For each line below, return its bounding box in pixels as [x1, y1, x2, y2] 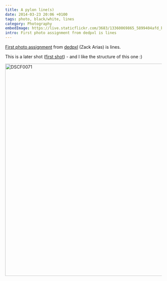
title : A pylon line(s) [5, 7, 55, 12]
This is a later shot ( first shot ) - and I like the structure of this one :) [5, 54, 143, 60]
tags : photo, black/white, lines [5, 16, 75, 21]
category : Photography [5, 21, 52, 26]
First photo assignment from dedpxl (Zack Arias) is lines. [5, 44, 121, 50]
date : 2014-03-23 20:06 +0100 [5, 12, 68, 17]
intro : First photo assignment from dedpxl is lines [5, 30, 117, 35]
